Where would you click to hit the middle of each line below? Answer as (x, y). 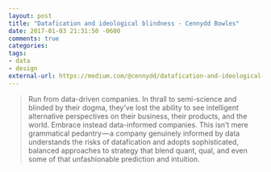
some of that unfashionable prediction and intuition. (114, 159)
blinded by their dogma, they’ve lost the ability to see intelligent (133, 107)
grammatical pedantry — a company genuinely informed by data (134, 133)
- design (23, 69)
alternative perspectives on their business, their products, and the (138, 116)
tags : (17, 53)
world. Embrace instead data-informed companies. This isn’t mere (138, 124)
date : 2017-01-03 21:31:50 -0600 (65, 31)
